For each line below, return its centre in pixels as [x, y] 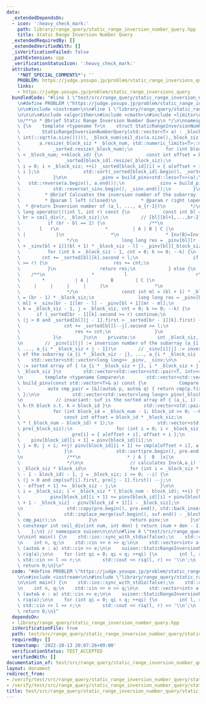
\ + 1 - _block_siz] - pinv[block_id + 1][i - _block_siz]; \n [98, 503]
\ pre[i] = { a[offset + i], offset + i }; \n [101, 434]
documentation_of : [30, 663]
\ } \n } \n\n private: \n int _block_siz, [108, 337]
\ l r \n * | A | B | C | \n [96, 229]
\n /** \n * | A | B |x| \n [96, 457]
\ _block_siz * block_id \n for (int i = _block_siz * [108, 468]
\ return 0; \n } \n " [41, 565]
